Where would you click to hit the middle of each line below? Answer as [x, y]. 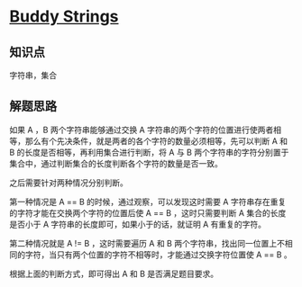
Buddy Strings [64, 17]
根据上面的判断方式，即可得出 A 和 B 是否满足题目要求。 [114, 274]
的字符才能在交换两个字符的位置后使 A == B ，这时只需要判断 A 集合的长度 [148, 212]
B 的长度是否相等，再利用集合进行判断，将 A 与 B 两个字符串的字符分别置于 [149, 152]
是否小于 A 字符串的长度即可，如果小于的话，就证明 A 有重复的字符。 [138, 224]
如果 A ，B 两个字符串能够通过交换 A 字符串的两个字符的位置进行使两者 [142, 130]
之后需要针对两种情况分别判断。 [69, 183]
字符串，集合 [33, 75]
